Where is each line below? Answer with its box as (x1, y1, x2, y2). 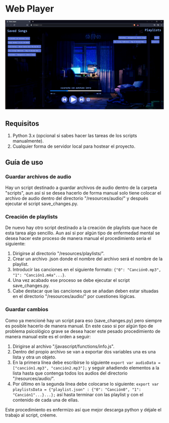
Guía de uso (5, 158, 44, 166)
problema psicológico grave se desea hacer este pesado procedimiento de (5, 328, 161, 334)
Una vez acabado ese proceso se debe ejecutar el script (12, 277, 130, 283)
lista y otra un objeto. (12, 354, 57, 360)
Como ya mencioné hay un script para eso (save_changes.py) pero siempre (5, 317, 162, 323)
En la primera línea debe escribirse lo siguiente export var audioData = (12, 359, 161, 366)
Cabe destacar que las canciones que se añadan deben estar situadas (12, 288, 159, 294)
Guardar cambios (5, 306, 49, 313)
